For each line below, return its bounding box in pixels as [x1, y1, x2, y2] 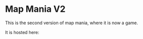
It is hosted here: [5, 29, 39, 35]
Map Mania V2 [5, 3, 66, 15]
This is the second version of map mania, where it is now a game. [5, 20, 138, 26]
